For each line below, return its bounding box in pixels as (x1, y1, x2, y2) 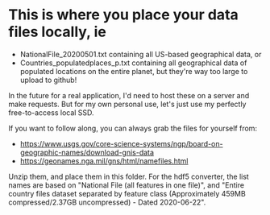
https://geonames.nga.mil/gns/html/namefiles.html (19, 155, 189, 166)
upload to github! (19, 75, 77, 85)
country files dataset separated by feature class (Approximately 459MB (8, 188, 246, 198)
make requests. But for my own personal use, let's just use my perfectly (8, 99, 247, 109)
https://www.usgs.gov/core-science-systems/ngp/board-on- (19, 139, 223, 148)
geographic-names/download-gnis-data (19, 147, 155, 157)
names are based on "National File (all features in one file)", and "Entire (8, 180, 244, 190)
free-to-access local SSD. (8, 107, 94, 118)
